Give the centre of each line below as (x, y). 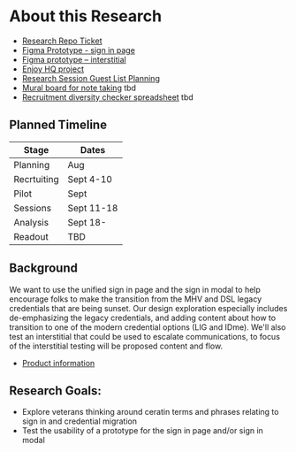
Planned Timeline (58, 125)
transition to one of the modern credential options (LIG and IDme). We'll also (148, 327)
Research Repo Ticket (62, 41)
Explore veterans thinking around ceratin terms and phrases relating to (150, 412)
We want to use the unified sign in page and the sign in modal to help (135, 289)
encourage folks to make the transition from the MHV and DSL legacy (136, 299)
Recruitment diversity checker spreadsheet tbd (108, 97)
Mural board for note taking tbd (79, 88)
